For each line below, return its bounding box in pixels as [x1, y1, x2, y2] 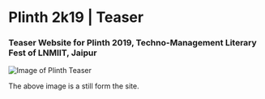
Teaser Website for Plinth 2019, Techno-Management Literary [8, 37, 257, 49]
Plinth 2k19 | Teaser [8, 8, 144, 27]
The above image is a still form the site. [8, 81, 139, 91]
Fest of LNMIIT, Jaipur [8, 47, 97, 58]
